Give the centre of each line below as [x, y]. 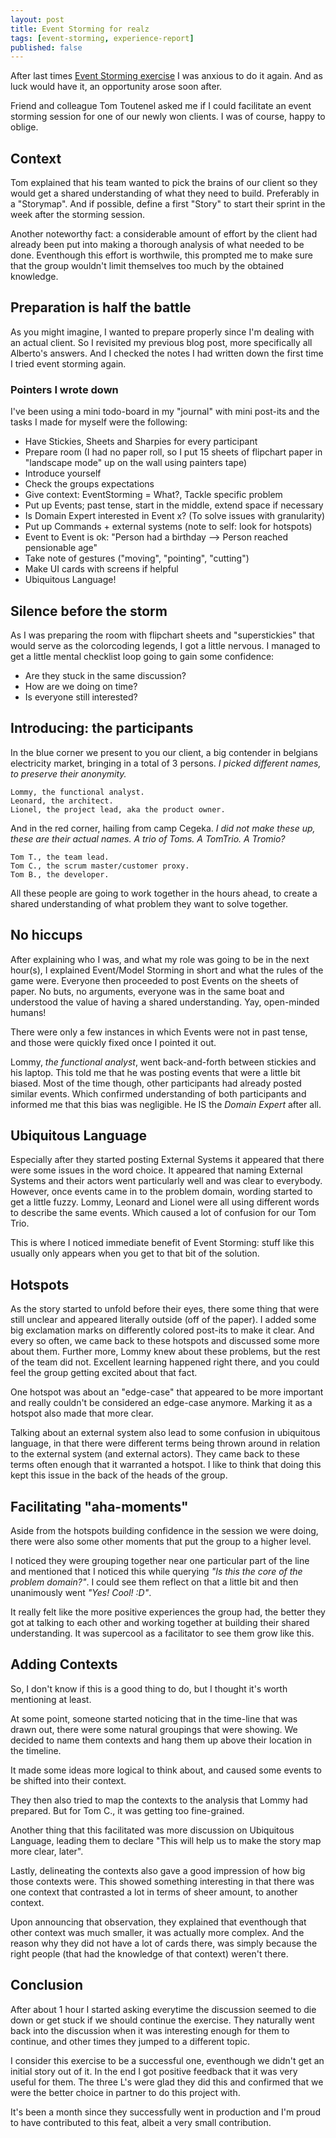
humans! [28, 1012]
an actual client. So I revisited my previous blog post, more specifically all [161, 342]
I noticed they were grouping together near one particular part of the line [160, 1561]
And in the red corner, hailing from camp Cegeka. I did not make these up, [163, 828]
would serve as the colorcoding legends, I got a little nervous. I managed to [165, 645]
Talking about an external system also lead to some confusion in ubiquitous [165, 1433]
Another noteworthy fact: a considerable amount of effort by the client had [164, 234]
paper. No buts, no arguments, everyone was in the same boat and [147, 991]
